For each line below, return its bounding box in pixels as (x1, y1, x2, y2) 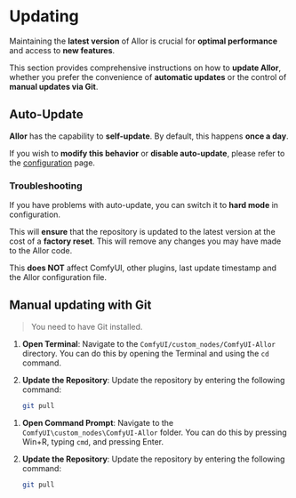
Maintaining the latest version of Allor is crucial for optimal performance (9, 36, 278, 46)
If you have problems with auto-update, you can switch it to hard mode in (9, 200, 278, 211)
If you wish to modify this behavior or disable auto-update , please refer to (9, 148, 285, 158)
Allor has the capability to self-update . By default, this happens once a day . (9, 131, 289, 141)
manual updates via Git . (9, 81, 99, 92)
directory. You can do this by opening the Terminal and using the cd (21, 348, 269, 358)
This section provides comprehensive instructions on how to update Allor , (9, 62, 282, 73)
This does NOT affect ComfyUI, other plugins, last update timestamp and (9, 262, 277, 273)
